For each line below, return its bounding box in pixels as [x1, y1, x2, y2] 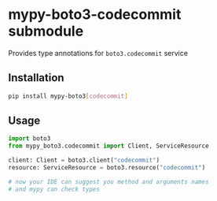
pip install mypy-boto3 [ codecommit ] [8, 92, 128, 100]
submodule [8, 22, 84, 40]
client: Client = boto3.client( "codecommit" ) [8, 156, 160, 165]
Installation [8, 71, 64, 84]
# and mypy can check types [8, 185, 101, 193]
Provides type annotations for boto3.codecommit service [8, 48, 189, 58]
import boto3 [8, 135, 51, 143]
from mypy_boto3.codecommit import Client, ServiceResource [8, 142, 210, 151]
